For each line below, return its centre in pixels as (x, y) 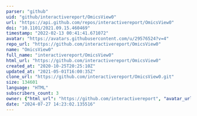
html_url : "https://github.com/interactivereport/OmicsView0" (84, 60)
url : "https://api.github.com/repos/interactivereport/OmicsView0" (90, 22)
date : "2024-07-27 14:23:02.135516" (51, 104)
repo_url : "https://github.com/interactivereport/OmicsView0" (84, 45)
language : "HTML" (27, 88)
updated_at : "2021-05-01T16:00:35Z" (51, 71)
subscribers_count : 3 (33, 93)
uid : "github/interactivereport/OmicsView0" (61, 17)
